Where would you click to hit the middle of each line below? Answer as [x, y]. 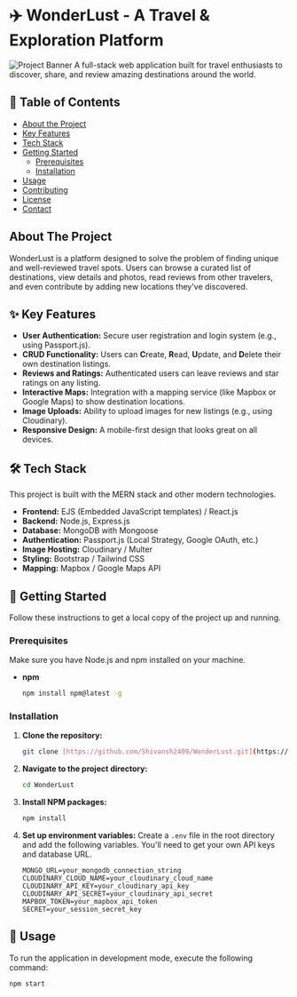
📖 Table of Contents [65, 103]
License [36, 199]
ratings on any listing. [61, 383]
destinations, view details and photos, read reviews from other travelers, [141, 277]
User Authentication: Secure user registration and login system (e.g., [149, 336]
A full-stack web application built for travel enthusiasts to [178, 65]
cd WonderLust [48, 786]
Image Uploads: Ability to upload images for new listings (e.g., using [147, 411]
